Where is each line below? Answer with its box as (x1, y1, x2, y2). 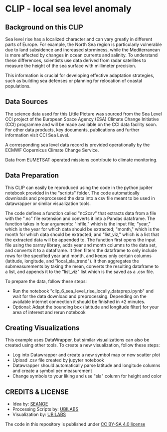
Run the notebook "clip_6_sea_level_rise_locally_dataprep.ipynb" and (12, 288, 154, 294)
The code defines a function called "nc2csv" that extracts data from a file (5, 210, 157, 216)
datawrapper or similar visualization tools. (5, 200, 91, 206)
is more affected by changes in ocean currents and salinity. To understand (5, 52, 158, 58)
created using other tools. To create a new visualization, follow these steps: (5, 342, 160, 348)
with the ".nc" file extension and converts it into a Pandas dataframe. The (5, 215, 156, 221)
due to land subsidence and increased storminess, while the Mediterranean (5, 47, 161, 52)
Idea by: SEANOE (12, 401, 48, 407)
